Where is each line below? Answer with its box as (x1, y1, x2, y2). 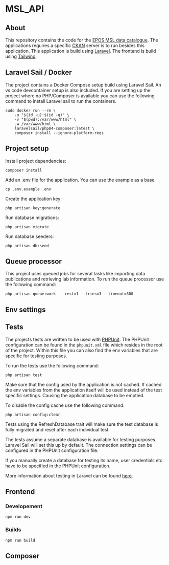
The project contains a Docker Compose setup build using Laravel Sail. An (5, 81, 162, 88)
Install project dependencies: (5, 158, 66, 164)
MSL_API (5, 3, 44, 15)
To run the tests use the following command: (5, 362, 99, 368)
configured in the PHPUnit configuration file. (5, 447, 99, 453)
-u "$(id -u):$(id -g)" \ (14, 112, 70, 118)
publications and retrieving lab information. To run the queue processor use (5, 276, 164, 282)
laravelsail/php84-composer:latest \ (14, 126, 95, 131)
